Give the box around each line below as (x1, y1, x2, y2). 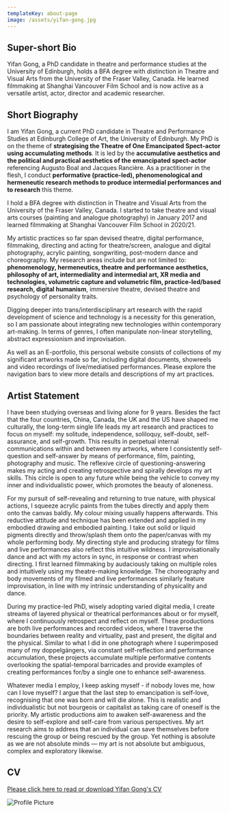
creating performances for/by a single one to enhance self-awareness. (7, 668, 206, 676)
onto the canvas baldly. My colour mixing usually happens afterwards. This (7, 508, 218, 517)
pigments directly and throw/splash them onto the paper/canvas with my (7, 530, 212, 539)
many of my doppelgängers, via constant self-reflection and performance (7, 646, 215, 654)
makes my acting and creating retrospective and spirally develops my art (7, 466, 212, 474)
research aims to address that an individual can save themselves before (7, 724, 210, 733)
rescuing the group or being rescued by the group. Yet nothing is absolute (7, 732, 215, 740)
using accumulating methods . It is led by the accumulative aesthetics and (7, 149, 221, 158)
